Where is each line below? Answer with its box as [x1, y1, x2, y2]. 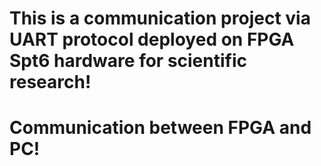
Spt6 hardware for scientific [9, 50, 248, 72]
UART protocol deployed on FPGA [9, 28, 295, 51]
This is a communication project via [9, 7, 311, 30]
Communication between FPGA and [9, 117, 312, 139]
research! [9, 71, 92, 94]
